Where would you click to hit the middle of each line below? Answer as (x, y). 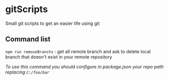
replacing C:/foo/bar (27, 72)
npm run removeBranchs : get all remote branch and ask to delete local (78, 51)
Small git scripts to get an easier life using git (53, 23)
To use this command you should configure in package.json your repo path (84, 66)
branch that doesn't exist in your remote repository (59, 57)
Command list (28, 39)
